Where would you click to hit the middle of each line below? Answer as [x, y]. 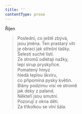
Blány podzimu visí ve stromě [47, 85]
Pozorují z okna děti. [38, 101]
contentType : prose [25, 14]
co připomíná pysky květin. [45, 80]
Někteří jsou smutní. [38, 96]
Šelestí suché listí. [36, 54]
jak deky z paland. [36, 91]
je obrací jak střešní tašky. [44, 49]
